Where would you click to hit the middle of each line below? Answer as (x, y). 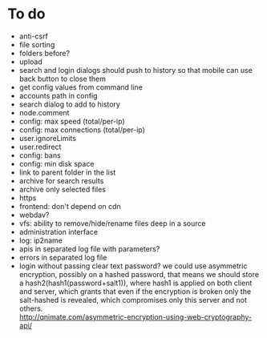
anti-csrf (34, 36)
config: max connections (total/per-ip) (82, 130)
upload (31, 62)
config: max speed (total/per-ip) (72, 121)
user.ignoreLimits (48, 138)
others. (31, 308)
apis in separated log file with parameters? (89, 248)
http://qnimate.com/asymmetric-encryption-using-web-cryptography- (136, 316)
